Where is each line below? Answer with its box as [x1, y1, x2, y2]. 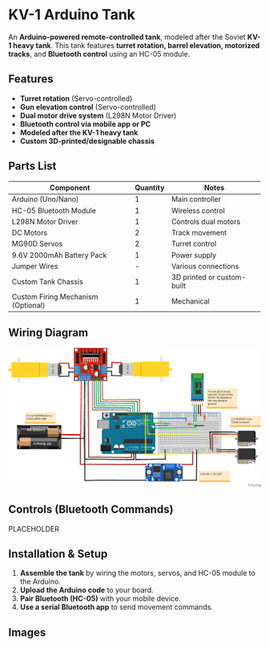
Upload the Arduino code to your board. [19, 585, 154, 595]
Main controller [171, 195, 222, 204]
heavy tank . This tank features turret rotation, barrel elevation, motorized [13, 40, 260, 50]
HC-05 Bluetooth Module [11, 206, 96, 215]
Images [8, 625, 46, 639]
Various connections [171, 261, 239, 271]
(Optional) [11, 300, 46, 310]
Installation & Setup [8, 547, 108, 561]
